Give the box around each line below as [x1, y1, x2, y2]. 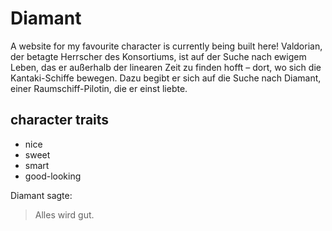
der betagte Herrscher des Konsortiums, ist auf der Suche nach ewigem [10, 50, 307, 62]
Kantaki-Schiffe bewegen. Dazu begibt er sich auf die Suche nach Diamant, [10, 72, 322, 84]
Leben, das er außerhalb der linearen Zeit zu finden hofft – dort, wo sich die [10, 61, 322, 73]
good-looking [24, 170, 82, 182]
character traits [10, 112, 110, 129]
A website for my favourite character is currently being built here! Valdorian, [10, 40, 323, 52]
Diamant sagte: [10, 189, 73, 201]
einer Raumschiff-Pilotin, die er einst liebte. [10, 82, 188, 94]
